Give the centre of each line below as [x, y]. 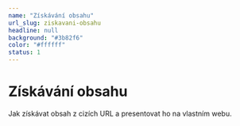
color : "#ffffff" [37, 45]
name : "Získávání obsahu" [51, 15]
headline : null [33, 30]
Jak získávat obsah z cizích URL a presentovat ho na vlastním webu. [120, 113]
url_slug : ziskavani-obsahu [55, 23]
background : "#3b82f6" [46, 38]
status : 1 [25, 52]
